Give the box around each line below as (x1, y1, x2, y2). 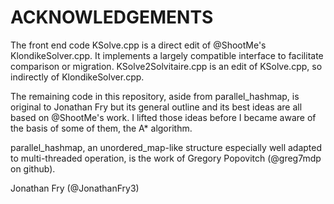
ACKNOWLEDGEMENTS (10, 6, 214, 29)
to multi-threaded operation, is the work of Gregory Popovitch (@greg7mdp (10, 152, 322, 164)
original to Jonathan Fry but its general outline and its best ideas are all (10, 101, 303, 113)
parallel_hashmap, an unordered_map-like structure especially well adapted (10, 141, 323, 153)
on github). (10, 162, 56, 175)
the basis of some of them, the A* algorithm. (10, 122, 193, 134)
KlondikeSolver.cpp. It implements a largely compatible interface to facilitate (10, 49, 324, 61)
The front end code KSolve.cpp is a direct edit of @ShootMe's (10, 39, 267, 51)
